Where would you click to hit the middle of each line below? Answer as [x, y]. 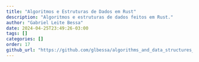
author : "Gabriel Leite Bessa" [45, 22]
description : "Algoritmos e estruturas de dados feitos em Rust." [90, 17]
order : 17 [18, 45]
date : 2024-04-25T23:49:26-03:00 [47, 28]
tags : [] [17, 34]
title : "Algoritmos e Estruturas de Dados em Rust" [71, 12]
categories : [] [25, 39]
